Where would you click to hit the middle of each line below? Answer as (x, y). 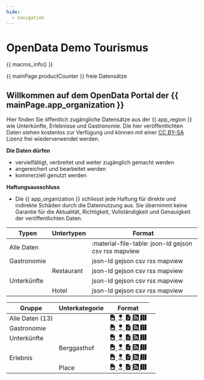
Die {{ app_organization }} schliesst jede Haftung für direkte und (95, 199)
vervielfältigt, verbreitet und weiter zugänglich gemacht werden (94, 162)
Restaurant (67, 271)
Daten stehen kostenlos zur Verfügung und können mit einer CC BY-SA (95, 133)
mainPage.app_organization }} (65, 105)
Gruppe (31, 308)
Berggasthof (76, 348)
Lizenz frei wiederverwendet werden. (53, 139)
